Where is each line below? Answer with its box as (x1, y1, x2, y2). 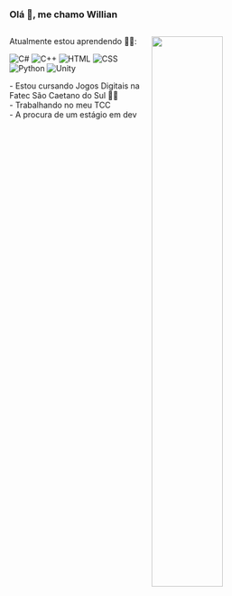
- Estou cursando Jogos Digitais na (9, 80, 140, 91)
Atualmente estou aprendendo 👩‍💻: (9, 36, 137, 47)
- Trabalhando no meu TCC (9, 99, 111, 111)
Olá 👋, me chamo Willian (9, 8, 118, 21)
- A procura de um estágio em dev (9, 109, 137, 120)
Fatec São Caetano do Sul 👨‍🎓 (9, 90, 119, 101)
